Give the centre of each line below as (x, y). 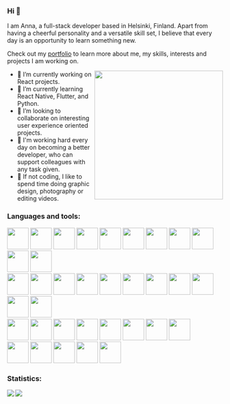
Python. (28, 104)
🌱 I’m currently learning (50, 89)
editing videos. (38, 199)
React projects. (38, 82)
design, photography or (50, 191)
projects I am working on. (43, 61)
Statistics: (25, 379)
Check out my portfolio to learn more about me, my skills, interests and (107, 54)
